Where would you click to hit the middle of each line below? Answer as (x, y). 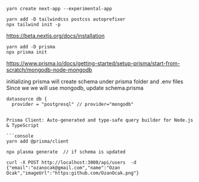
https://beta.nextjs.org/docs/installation (55, 36)
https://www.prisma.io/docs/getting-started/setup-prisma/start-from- (93, 63)
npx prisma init (27, 52)
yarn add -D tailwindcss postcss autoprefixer (66, 19)
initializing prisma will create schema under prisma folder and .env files (95, 81)
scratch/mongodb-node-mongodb (49, 70)
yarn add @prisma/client (38, 141)
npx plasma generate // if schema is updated (66, 152)
